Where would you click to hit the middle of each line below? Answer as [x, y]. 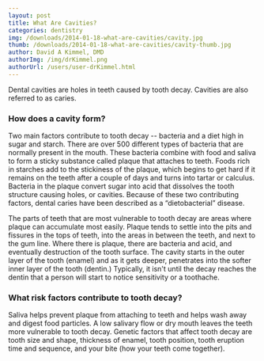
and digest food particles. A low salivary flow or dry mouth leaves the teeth [130, 323]
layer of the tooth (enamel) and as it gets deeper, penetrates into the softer [130, 260]
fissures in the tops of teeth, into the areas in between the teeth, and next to [132, 235]
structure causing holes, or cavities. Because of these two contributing [124, 195]
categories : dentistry [45, 30]
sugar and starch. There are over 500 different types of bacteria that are [126, 144]
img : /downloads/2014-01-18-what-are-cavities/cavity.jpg [106, 38]
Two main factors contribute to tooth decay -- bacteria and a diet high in [126, 136]
